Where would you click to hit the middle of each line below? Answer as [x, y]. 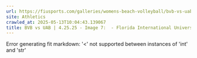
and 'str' [16, 50]
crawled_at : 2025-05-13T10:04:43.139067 [56, 22]
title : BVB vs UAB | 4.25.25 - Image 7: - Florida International [89, 28]
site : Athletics [26, 17]
